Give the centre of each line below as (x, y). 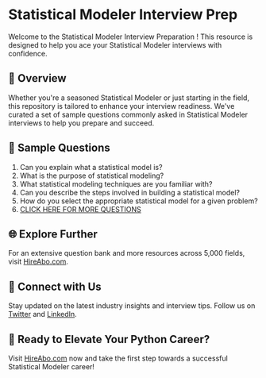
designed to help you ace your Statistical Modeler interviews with (115, 44)
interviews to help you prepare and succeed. (81, 123)
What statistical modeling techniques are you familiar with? (116, 183)
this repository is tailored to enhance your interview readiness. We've (121, 106)
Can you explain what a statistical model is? (91, 167)
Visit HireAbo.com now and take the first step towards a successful (118, 358)
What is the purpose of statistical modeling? (92, 175)
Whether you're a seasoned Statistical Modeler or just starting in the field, (129, 98)
